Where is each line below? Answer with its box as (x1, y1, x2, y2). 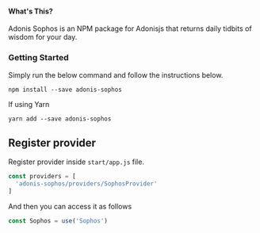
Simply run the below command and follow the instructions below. (8, 70, 224, 79)
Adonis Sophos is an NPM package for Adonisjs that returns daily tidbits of (8, 24, 252, 33)
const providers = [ (8, 173, 77, 181)
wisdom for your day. (8, 32, 78, 42)
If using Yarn (8, 99, 50, 109)
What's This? (8, 6, 53, 16)
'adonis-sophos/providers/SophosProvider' (15, 180, 158, 188)
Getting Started (8, 52, 69, 63)
